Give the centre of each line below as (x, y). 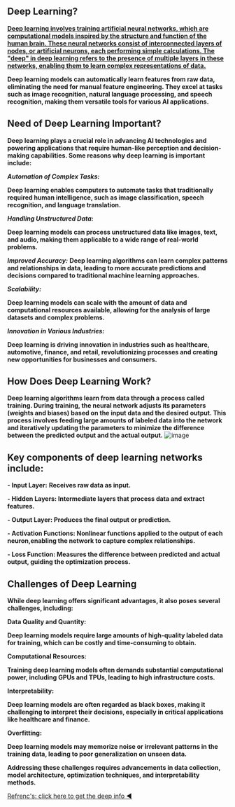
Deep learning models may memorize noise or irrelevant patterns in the (113, 747)
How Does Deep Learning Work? (79, 381)
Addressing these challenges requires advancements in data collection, (114, 768)
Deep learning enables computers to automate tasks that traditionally (110, 190)
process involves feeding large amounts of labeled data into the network (115, 420)
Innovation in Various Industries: (56, 331)
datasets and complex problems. (56, 317)
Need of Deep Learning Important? (85, 124)
